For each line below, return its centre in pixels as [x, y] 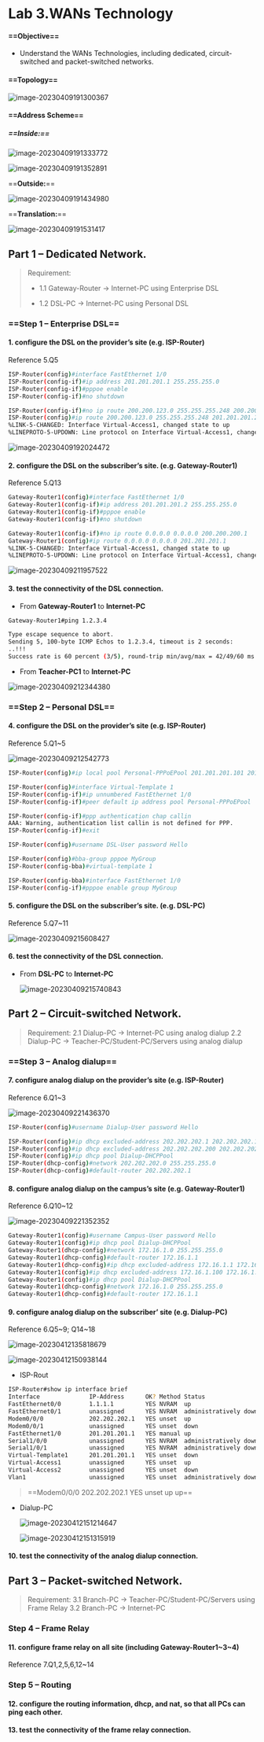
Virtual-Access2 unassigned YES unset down [103, 1470]
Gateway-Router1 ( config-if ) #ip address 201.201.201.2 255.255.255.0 [123, 505]
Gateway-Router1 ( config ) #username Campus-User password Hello [112, 1236]
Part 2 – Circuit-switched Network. [95, 1014]
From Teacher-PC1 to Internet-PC [75, 671]
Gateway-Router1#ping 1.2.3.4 [58, 621]
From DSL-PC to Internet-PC [66, 974]
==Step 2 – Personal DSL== [62, 707]
